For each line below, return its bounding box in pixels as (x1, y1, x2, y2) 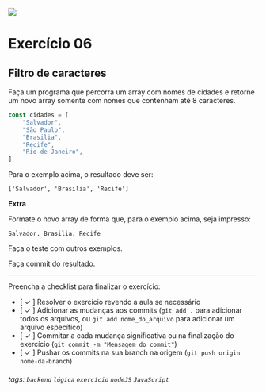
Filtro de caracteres (8, 66, 107, 79)
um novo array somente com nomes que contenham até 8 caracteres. (8, 96, 236, 105)
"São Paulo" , (22, 125, 66, 134)
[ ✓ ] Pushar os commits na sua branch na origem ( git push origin (19, 348, 241, 357)
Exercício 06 (8, 35, 93, 53)
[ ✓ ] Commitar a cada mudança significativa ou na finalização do (19, 331, 235, 340)
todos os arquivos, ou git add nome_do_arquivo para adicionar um (19, 314, 235, 324)
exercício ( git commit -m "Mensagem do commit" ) (19, 340, 177, 349)
